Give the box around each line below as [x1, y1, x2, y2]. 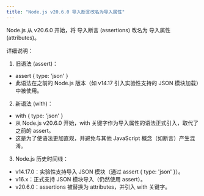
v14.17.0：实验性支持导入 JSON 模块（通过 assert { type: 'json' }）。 [15, 168, 184, 175]
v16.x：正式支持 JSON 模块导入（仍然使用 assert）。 [15, 175, 147, 183]
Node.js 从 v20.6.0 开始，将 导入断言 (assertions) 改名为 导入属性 [6, 26, 171, 33]
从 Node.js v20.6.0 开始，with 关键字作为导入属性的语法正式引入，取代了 [15, 119, 199, 127]
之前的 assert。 [15, 127, 54, 134]
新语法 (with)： [15, 100, 53, 107]
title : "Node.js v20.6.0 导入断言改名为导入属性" [6, 9, 125, 15]
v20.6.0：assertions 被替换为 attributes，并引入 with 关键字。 [15, 183, 171, 191]
